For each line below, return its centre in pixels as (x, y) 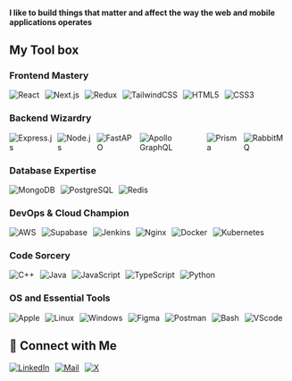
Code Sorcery (40, 256)
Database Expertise (53, 170)
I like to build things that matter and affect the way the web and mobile (142, 13)
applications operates (50, 21)
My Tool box (44, 50)
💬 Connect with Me (63, 346)
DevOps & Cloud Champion (69, 213)
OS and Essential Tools (60, 298)
